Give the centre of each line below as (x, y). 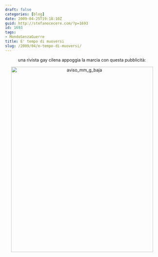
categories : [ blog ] (25, 14)
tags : (10, 32)
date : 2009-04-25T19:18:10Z (34, 19)
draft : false (18, 10)
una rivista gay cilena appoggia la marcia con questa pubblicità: (82, 60)
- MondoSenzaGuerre (25, 37)
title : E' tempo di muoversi (35, 42)
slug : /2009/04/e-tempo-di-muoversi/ (43, 46)
